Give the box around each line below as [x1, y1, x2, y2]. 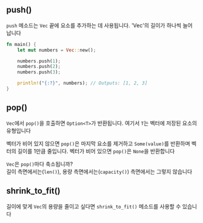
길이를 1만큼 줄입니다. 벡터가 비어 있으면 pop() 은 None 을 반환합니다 [17, 147, 175, 155]
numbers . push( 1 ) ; [17, 58, 61, 64]
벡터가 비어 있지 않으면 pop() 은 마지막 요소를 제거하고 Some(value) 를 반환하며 [6, 139, 190, 147]
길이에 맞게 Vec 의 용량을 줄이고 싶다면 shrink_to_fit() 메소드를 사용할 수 [6, 202, 181, 210]
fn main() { [6, 41, 36, 47]
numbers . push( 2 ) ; [17, 64, 61, 70]
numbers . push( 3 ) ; [17, 69, 61, 75]
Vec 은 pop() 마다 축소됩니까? [6, 160, 73, 167]
